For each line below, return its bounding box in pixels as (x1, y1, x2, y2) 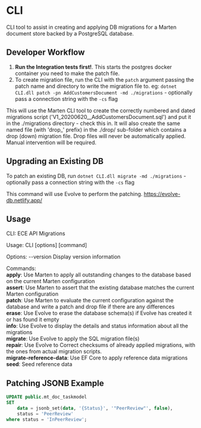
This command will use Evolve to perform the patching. (6, 190, 143, 197)
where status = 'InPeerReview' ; (6, 416, 87, 423)
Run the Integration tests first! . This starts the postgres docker (14, 63, 172, 70)
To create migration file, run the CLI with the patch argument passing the (14, 76, 194, 83)
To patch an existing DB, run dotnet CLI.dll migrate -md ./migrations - (6, 172, 187, 179)
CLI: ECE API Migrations (6, 230, 65, 237)
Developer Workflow (6, 47, 85, 58)
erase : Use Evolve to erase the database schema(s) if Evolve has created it (6, 310, 192, 317)
